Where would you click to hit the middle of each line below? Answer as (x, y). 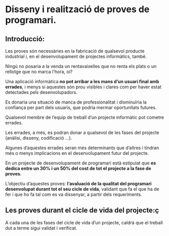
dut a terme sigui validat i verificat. (41, 228)
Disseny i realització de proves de (77, 9)
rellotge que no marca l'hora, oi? (39, 72)
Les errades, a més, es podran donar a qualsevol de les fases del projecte (82, 132)
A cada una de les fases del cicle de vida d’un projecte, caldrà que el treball (84, 222)
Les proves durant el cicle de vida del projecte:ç (82, 210)
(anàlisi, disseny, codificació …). (39, 138)
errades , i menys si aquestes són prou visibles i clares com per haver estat (83, 87)
